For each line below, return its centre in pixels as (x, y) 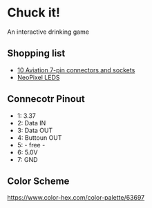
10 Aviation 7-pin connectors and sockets (76, 70)
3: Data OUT (35, 130)
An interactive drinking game (48, 32)
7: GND (27, 159)
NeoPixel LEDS (38, 77)
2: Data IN (31, 123)
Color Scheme (38, 181)
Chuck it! (34, 13)
